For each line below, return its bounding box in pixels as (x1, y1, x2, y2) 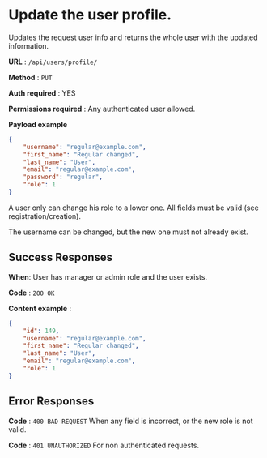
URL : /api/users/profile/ (8, 57, 98, 66)
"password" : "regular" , (23, 173, 104, 182)
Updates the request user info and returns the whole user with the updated (8, 32, 258, 42)
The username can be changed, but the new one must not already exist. (8, 227, 248, 237)
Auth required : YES (8, 88, 76, 98)
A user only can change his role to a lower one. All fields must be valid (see (8, 203, 259, 212)
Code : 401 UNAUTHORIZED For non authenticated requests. (8, 440, 200, 450)
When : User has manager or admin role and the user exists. (8, 272, 208, 281)
